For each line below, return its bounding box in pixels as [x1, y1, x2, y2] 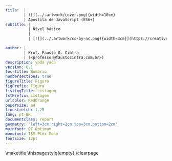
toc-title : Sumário [5, 69, 47, 74]
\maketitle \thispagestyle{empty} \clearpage [5, 150, 99, 156]
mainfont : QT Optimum [5, 126, 52, 131]
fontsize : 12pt [5, 136, 38, 141]
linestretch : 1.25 [5, 107, 45, 113]
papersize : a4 [5, 103, 36, 108]
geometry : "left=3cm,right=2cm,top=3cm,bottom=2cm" [5, 122, 118, 127]
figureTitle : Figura [5, 79, 50, 84]
